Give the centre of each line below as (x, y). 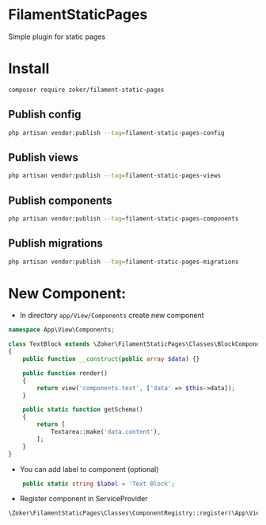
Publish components (60, 200)
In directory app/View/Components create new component (112, 316)
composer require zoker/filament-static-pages (86, 90)
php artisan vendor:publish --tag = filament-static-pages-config (116, 132)
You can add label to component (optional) (89, 469)
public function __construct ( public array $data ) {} (111, 359)
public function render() (65, 373)
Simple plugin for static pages (57, 36)
